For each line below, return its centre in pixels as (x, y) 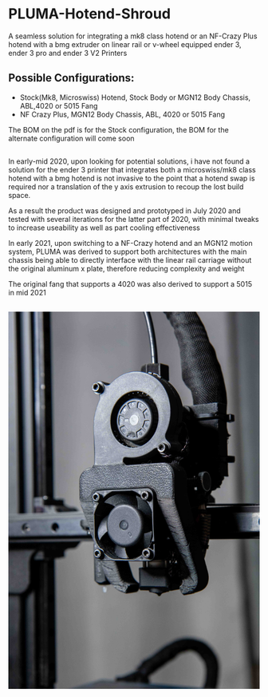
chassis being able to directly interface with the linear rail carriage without (130, 260)
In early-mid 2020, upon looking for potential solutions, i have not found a (129, 161)
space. (20, 196)
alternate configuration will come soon (71, 138)
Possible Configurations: (71, 78)
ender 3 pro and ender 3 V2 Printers (68, 53)
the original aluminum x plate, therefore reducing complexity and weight (126, 269)
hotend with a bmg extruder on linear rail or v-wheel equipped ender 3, (125, 44)
